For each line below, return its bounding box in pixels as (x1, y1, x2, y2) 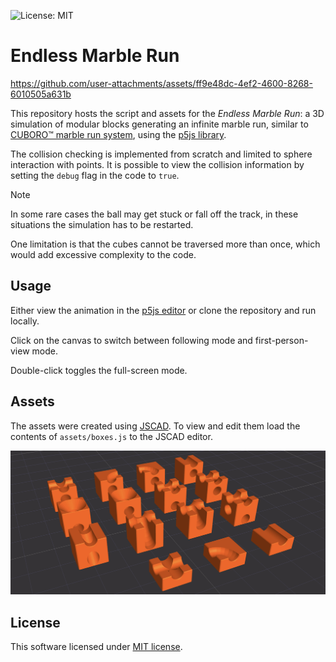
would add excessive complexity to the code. (10, 248, 197, 260)
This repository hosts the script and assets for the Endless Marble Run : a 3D (10, 107, 325, 119)
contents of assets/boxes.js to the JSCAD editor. (10, 430, 213, 442)
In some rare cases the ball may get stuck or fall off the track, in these (10, 208, 299, 220)
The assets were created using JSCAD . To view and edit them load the (10, 420, 301, 432)
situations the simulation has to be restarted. (10, 218, 194, 230)
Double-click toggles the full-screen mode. (10, 364, 188, 376)
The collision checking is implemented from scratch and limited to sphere (10, 148, 313, 160)
